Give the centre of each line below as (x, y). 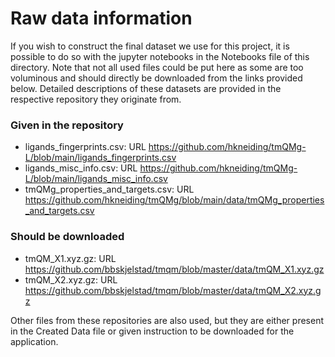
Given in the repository (67, 125)
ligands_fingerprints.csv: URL (85, 147)
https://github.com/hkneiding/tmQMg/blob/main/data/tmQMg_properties (174, 200)
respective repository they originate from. (96, 99)
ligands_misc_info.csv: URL (81, 168)
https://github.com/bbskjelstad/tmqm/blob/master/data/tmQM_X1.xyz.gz (174, 269)
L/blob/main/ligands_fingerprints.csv (100, 158)
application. (34, 341)
